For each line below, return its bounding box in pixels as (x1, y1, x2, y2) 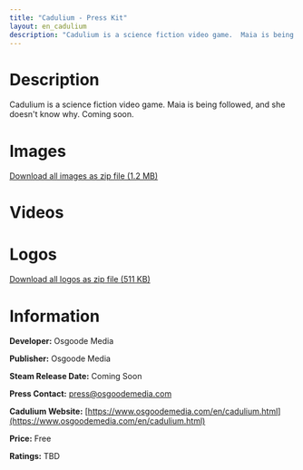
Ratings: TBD (9, 451, 61, 462)
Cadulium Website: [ (9, 406, 89, 417)
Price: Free (9, 433, 52, 445)
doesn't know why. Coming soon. (9, 109, 134, 120)
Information (9, 306, 100, 327)
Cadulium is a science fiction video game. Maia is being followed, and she (9, 99, 286, 110)
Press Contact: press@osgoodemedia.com (9, 388, 172, 399)
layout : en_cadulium (9, 22, 88, 31)
